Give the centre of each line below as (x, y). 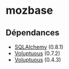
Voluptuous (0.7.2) (37, 53)
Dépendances (33, 33)
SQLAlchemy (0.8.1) (39, 47)
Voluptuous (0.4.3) (38, 60)
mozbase (29, 10)
